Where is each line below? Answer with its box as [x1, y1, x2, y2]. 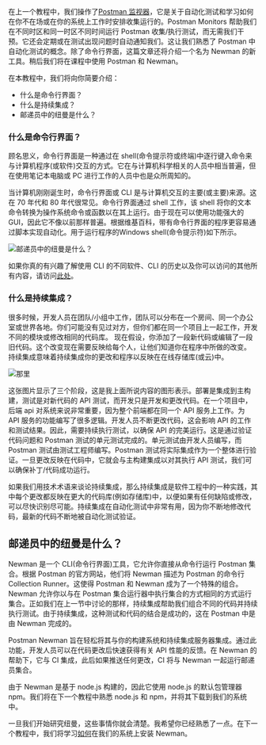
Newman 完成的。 [17, 619, 77, 628]
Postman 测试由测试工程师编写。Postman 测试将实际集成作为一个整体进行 [8, 445, 250, 454]
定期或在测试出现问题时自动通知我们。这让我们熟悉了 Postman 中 [42, 36, 256, 46]
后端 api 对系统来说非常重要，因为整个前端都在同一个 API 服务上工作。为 [8, 405, 245, 415]
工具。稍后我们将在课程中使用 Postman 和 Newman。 [8, 56, 183, 66]
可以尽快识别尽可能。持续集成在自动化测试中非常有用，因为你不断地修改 [8, 502, 244, 511]
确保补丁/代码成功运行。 [14, 464, 95, 474]
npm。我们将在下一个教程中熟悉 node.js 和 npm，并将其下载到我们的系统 [8, 692, 248, 701]
